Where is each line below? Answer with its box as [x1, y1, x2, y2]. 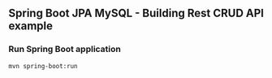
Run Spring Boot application [8, 44, 122, 55]
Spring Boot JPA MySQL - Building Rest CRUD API [8, 6, 264, 20]
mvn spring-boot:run [8, 62, 79, 70]
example [8, 19, 54, 33]
